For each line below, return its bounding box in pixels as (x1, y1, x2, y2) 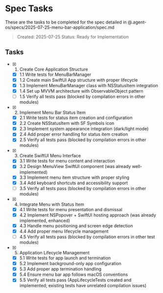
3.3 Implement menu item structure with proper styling (19, 174, 130, 180)
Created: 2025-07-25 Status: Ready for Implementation (17, 34, 129, 40)
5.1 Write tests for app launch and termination (19, 255, 111, 261)
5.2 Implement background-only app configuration (19, 261, 121, 267)
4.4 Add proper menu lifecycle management (19, 228, 109, 234)
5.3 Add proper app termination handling (19, 266, 102, 272)
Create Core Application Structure (19, 66, 88, 72)
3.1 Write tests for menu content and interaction (19, 158, 115, 164)
